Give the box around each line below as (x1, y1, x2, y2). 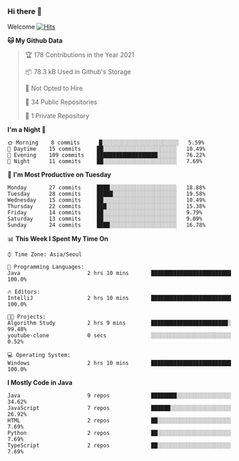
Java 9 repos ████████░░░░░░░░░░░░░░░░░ (7, 392, 232, 400)
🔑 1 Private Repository (24, 112, 90, 120)
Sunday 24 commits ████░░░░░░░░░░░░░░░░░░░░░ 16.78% (7, 222, 205, 229)
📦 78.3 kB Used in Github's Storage (24, 68, 131, 76)
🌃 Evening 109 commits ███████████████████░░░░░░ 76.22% (7, 152, 205, 159)
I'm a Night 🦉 (7, 125, 46, 134)
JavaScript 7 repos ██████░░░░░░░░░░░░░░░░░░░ (7, 405, 232, 412)
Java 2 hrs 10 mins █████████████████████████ (7, 270, 232, 277)
